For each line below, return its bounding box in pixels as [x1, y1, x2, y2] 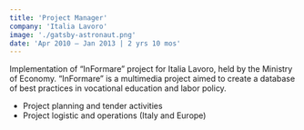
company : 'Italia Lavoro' [9, 22, 107, 31]
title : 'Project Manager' [9, 13, 107, 23]
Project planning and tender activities [22, 101, 163, 112]
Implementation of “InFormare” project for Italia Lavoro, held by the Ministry [9, 64, 293, 75]
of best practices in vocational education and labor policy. [9, 83, 228, 94]
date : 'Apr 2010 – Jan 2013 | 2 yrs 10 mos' [9, 38, 181, 48]
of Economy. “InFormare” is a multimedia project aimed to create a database [9, 74, 296, 85]
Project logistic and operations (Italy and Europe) [22, 110, 207, 121]
